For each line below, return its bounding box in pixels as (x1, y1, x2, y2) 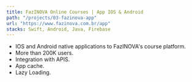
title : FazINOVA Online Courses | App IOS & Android (6, 9, 144, 15)
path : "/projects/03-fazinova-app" (6, 15, 97, 21)
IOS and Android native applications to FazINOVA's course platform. (15, 43, 186, 50)
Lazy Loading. (15, 69, 51, 76)
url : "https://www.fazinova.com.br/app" (6, 20, 111, 26)
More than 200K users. (15, 50, 73, 57)
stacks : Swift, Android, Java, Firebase (6, 26, 111, 32)
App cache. (15, 62, 45, 70)
